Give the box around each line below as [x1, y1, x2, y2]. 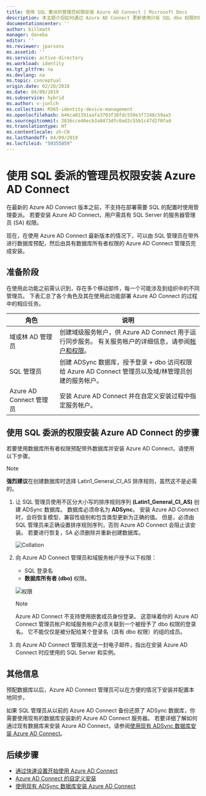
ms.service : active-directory [6, 55, 84, 61]
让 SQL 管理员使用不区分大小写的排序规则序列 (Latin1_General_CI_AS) [15, 498, 193, 506]
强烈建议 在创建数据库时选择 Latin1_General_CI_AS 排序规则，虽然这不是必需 [6, 478, 197, 485]
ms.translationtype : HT [6, 124, 67, 130]
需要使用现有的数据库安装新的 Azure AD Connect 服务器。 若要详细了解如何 [6, 714, 198, 722]
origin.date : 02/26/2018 [6, 84, 70, 90]
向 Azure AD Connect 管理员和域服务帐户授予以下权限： [15, 554, 158, 561]
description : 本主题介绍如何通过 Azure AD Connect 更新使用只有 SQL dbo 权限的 [6, 15, 199, 21]
